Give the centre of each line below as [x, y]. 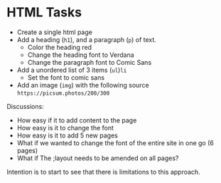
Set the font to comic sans [66, 77]
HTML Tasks [44, 12]
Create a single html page [55, 32]
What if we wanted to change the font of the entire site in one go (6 [115, 142]
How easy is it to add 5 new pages [67, 135]
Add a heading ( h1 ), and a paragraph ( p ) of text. [87, 39]
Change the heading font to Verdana [81, 55]
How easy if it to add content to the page [77, 120]
